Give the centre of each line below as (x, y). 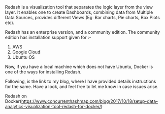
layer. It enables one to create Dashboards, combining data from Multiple (79, 12)
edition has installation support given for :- (48, 37)
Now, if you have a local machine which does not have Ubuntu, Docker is (79, 67)
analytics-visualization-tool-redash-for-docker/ (53, 106)
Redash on (16, 96)
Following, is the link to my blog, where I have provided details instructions (81, 81)
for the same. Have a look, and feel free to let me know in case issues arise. (82, 87)
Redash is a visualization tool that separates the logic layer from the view (79, 7)
